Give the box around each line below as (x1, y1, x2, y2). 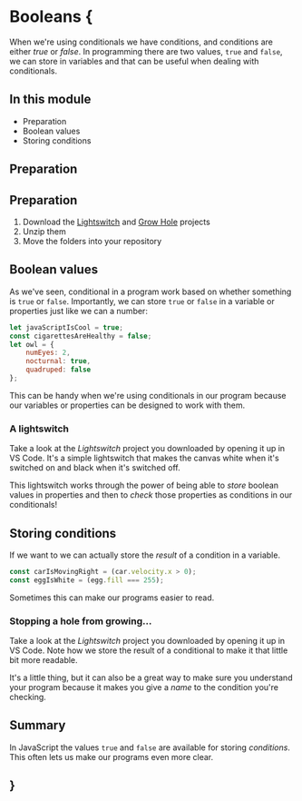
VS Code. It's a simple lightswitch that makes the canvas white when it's (9, 452, 279, 464)
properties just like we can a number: (9, 305, 148, 316)
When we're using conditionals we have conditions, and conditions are (9, 36, 274, 47)
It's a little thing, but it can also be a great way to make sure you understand (9, 672, 293, 683)
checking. (9, 692, 47, 703)
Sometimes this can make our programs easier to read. (9, 592, 215, 603)
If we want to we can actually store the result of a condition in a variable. (9, 549, 281, 560)
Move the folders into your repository (22, 235, 162, 246)
